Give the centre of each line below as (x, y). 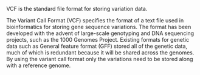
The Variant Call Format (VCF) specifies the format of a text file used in (95, 20)
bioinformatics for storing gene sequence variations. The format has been (99, 27)
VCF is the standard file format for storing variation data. (77, 9)
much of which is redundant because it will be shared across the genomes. (100, 53)
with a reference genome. (39, 65)
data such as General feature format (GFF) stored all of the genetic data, (97, 46)
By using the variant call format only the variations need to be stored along (100, 59)
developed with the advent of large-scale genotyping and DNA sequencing (100, 33)
